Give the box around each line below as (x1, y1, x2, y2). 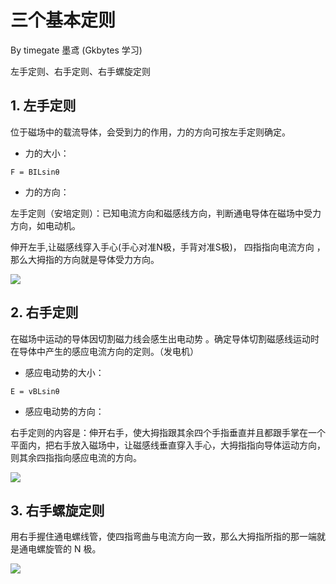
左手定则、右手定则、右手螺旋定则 (10, 65, 151, 77)
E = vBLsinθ (10, 386, 60, 396)
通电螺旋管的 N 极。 (18, 543, 102, 555)
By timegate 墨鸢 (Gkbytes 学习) (10, 44, 143, 56)
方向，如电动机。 (10, 219, 81, 231)
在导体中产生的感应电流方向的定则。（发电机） (10, 345, 199, 357)
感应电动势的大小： (24, 366, 105, 378)
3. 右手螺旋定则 (10, 502, 105, 519)
